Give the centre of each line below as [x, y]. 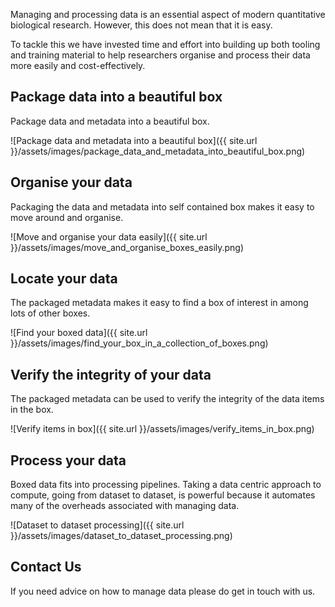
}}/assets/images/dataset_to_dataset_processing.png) [121, 536]
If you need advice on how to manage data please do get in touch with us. [163, 591]
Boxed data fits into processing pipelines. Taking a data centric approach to [166, 485]
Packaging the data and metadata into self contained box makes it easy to [162, 206]
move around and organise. [67, 217]
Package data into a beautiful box [116, 97]
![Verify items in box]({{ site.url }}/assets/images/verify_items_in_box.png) [162, 429]
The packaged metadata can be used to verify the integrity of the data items [167, 399]
